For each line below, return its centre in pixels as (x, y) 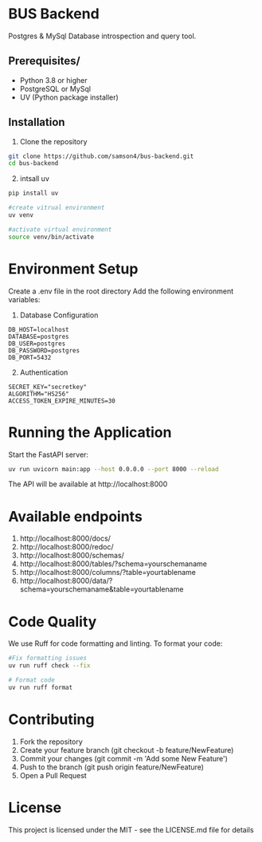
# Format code (32, 680)
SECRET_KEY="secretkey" (48, 387)
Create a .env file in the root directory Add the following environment (121, 291)
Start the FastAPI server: (49, 454)
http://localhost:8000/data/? (66, 581)
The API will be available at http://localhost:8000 (88, 484)
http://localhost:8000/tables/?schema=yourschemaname (113, 564)
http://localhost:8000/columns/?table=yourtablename (108, 572)
